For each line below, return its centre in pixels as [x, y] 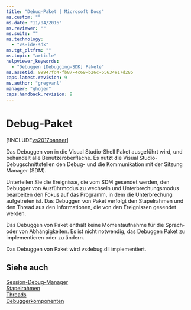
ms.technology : [25, 39]
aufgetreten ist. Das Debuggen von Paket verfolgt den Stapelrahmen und [95, 201]
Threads [16, 295]
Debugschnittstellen [30, 164]
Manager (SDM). [26, 170]
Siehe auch [27, 268]
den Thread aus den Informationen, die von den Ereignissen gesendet [91, 207]
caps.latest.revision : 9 [37, 78]
